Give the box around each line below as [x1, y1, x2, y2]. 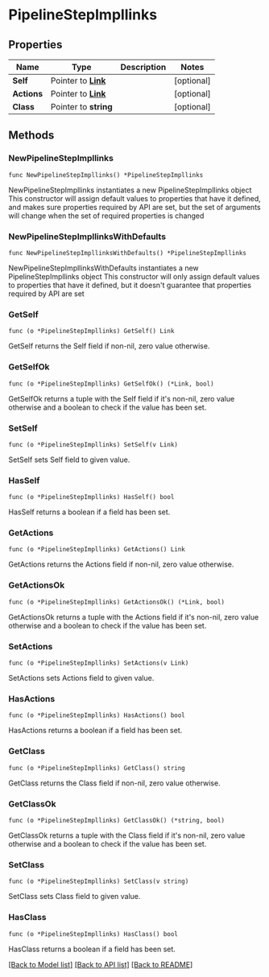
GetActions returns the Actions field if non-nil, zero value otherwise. [8, 559, 234, 569]
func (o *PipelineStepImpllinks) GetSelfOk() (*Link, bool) [8, 380, 215, 388]
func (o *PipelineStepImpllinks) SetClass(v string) [8, 877, 189, 886]
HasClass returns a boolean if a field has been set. [8, 944, 176, 954]
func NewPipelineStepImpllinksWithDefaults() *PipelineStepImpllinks [8, 249, 247, 257]
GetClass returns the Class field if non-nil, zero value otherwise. [8, 778, 221, 788]
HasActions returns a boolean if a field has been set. [8, 726, 183, 736]
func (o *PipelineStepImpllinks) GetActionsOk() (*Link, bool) [8, 598, 226, 606]
